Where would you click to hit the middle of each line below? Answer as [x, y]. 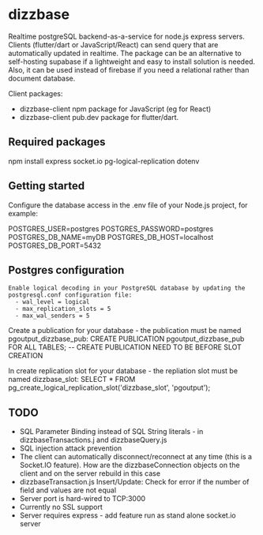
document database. [42, 78]
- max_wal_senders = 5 [53, 316]
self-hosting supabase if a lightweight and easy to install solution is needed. [131, 62]
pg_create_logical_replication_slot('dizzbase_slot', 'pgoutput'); [109, 387]
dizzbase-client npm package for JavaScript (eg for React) [115, 109]
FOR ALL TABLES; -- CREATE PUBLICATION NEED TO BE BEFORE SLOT [125, 347]
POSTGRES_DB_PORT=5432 [55, 245]
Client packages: [36, 93]
